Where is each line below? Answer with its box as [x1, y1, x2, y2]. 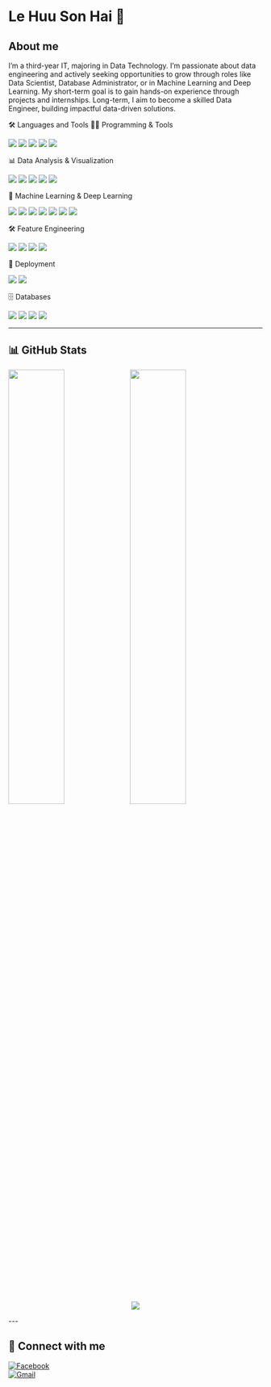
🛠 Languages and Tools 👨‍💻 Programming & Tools [8, 120, 173, 129]
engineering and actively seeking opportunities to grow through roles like [8, 69, 252, 79]
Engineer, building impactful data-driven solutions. [8, 104, 176, 113]
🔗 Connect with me [8, 1339, 106, 1353]
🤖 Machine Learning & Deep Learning [8, 191, 133, 200]
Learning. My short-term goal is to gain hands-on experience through [8, 86, 240, 96]
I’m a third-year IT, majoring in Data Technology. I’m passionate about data [8, 61, 256, 70]
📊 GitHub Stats [8, 343, 87, 358]
